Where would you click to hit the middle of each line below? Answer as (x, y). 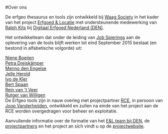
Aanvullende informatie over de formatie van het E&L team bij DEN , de (77, 121)
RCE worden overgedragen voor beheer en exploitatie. (61, 111)
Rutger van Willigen (25, 95)
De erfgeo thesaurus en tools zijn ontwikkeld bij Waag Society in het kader (82, 17)
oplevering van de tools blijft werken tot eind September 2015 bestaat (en (81, 43)
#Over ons (16, 7)
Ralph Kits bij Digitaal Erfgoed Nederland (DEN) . (55, 28)
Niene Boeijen (20, 58)
